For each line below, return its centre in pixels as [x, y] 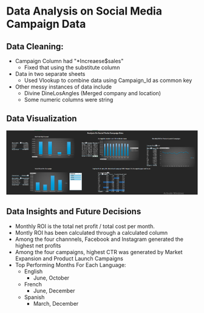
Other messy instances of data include [63, 87]
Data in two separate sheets [50, 74]
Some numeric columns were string [69, 99]
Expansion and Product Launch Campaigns [69, 258]
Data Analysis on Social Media [84, 11]
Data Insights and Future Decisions [74, 211]
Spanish [34, 297]
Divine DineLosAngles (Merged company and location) [93, 93]
